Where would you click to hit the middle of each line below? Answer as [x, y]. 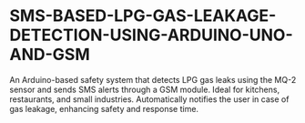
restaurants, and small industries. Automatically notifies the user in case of [149, 99]
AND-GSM [50, 55]
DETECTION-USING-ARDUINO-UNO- [151, 35]
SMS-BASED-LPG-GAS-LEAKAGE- [143, 16]
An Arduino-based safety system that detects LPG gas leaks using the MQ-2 [153, 79]
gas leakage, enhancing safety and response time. [104, 108]
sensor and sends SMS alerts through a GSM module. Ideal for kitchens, [145, 89]
